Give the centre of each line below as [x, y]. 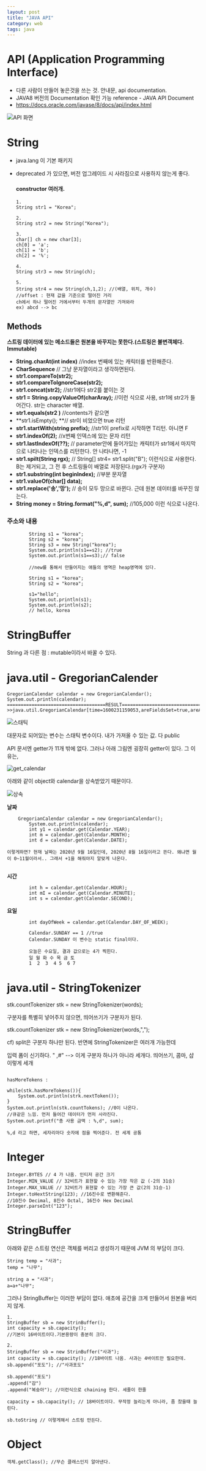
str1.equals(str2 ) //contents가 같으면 [62, 413]
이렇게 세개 [20, 1063]
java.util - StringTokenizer [74, 988]
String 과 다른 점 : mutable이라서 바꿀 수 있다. [62, 653]
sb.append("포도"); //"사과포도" [46, 1365]
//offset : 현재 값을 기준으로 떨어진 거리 [64, 296]
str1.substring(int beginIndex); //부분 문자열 [71, 474]
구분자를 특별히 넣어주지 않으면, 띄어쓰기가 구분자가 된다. [75, 1017]
